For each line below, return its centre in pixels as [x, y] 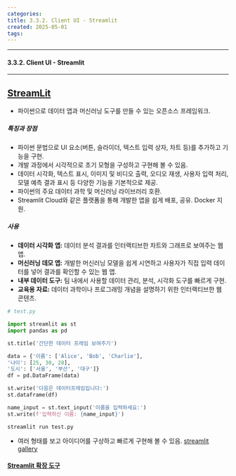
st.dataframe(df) [33, 395]
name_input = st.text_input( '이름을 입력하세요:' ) [77, 407]
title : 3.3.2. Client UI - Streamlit [63, 20]
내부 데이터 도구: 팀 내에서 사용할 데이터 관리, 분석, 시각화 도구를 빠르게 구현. [122, 281]
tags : [15, 33]
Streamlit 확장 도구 [34, 465]
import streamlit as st [42, 324]
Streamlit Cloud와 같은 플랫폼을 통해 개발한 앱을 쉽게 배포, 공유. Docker [116, 200]
